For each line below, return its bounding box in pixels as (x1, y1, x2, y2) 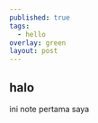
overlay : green (9, 38, 67, 48)
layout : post (9, 47, 58, 56)
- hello (17, 30, 47, 39)
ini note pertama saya (9, 103, 90, 114)
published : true (9, 13, 70, 22)
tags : (9, 22, 30, 31)
